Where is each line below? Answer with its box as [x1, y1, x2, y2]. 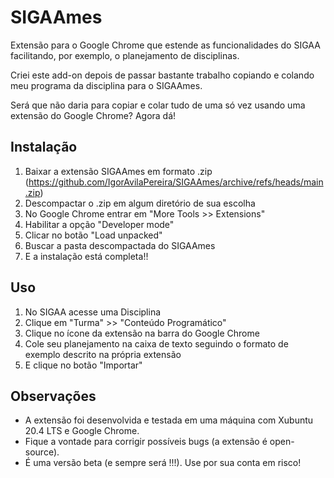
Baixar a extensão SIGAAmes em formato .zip [24, 165, 213, 177]
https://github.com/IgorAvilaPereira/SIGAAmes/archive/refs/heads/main [28, 176, 324, 188]
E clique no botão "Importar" [24, 359, 143, 371]
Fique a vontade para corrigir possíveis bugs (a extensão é [24, 436, 268, 448]
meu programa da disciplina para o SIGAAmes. [10, 79, 203, 91]
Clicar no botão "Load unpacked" [24, 229, 163, 241]
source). [24, 446, 60, 458]
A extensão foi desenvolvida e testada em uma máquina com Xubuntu [24, 414, 314, 426]
